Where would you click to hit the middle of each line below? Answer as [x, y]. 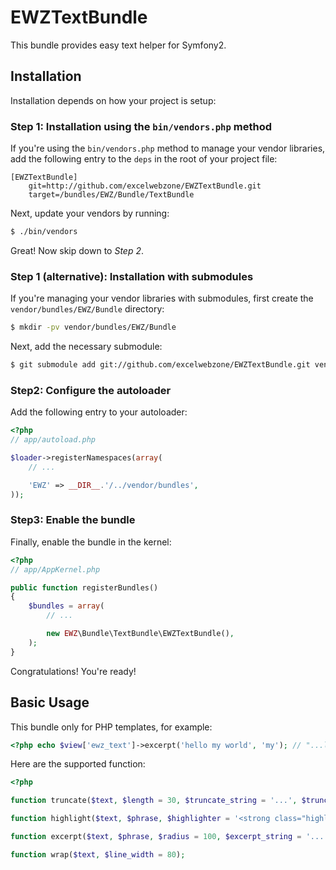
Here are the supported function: [78, 764]
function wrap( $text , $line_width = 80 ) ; [98, 854]
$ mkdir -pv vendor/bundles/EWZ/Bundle [93, 327]
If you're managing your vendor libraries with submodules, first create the [162, 298]
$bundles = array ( [66, 606]
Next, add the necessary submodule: [86, 347]
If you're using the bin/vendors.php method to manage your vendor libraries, [168, 148]
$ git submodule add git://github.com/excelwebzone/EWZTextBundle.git [160, 365]
